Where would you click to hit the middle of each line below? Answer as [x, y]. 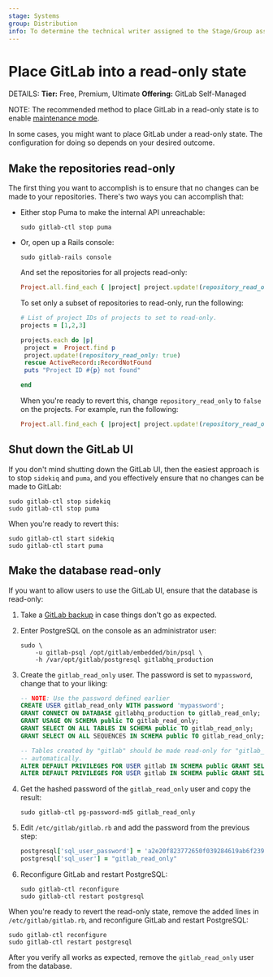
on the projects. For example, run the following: [99, 409]
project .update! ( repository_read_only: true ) [102, 355]
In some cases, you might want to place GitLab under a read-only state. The [136, 134]
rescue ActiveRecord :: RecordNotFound [88, 363]
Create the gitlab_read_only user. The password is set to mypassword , [136, 675]
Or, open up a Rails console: [67, 243]
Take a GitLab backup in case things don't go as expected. [118, 615]
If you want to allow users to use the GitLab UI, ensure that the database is [133, 590]
